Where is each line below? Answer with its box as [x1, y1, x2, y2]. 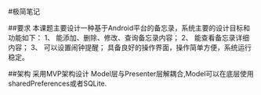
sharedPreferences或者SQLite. [8, 79, 107, 88]
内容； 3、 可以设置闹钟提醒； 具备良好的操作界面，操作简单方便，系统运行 [8, 43, 252, 52]
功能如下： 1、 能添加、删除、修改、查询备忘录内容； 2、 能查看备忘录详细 [8, 33, 249, 42]
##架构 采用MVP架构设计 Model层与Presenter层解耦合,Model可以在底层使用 [8, 69, 255, 78]
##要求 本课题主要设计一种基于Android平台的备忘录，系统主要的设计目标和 [8, 23, 251, 33]
